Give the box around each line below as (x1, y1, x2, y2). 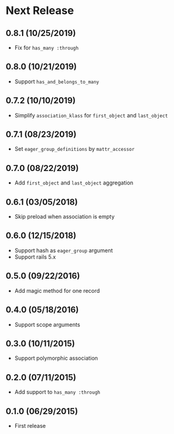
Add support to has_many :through (14, 388, 101, 396)
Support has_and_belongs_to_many (14, 77, 100, 85)
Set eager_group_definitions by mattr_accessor (14, 145, 135, 153)
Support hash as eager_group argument (14, 247, 113, 254)
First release (14, 422, 46, 429)
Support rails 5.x (14, 253, 56, 261)
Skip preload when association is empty (14, 213, 115, 220)
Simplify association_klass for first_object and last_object (14, 111, 169, 119)
